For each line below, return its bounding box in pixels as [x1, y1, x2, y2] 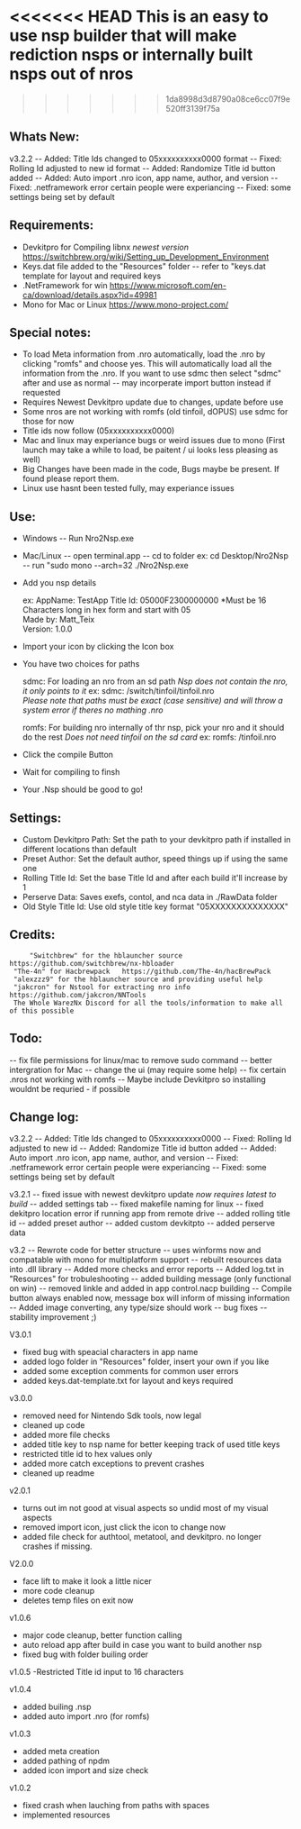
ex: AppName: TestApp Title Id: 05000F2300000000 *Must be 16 [22, 595, 267, 605]
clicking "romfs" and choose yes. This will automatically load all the [22, 359, 272, 369]
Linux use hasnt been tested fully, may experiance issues [22, 483, 235, 494]
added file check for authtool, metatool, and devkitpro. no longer [22, 1532, 262, 1542]
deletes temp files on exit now [22, 1595, 134, 1606]
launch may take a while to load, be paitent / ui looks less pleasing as [22, 444, 279, 456]
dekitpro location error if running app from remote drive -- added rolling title [9, 1208, 290, 1219]
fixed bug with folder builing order [22, 1649, 149, 1660]
